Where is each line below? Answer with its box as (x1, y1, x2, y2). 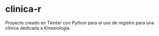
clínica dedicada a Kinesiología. (5, 25, 71, 31)
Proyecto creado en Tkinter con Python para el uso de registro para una (5, 20, 154, 26)
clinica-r (5, 3, 42, 15)
